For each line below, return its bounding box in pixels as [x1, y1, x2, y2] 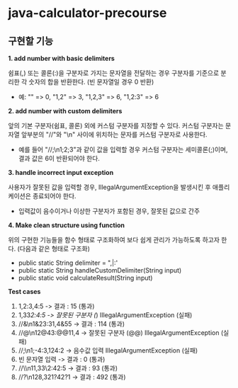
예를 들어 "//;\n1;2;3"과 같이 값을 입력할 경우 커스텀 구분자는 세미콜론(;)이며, [18, 145, 229, 154]
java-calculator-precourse [8, 5, 167, 21]
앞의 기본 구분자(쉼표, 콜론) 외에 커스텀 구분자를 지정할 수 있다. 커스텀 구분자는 [8, 122, 224, 130]
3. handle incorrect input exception [8, 169, 114, 176]
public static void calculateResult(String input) [18, 274, 153, 282]
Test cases [8, 287, 41, 295]
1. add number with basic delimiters [8, 55, 115, 62]
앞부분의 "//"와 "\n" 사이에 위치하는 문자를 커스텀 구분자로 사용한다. [21, 130, 208, 139]
